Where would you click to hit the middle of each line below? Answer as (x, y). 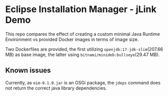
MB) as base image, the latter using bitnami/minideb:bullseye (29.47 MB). (82, 55)
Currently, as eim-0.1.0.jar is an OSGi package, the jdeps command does (83, 82)
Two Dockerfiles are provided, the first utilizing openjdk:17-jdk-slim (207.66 (84, 49)
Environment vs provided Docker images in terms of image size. (72, 39)
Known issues (28, 70)
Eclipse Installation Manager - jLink (81, 9)
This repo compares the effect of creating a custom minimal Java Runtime (83, 34)
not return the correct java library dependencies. (56, 88)
